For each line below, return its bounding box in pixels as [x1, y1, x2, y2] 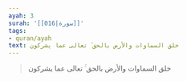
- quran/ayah [8, 34, 52, 43]
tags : [8, 26, 26, 34]
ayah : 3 [8, 11, 35, 20]
